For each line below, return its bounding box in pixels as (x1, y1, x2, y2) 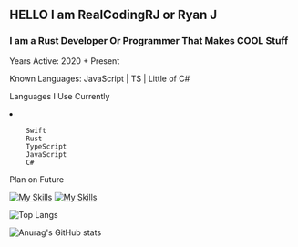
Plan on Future (9, 173, 65, 185)
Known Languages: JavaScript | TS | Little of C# (9, 73, 190, 84)
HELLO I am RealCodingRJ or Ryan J (9, 7, 217, 23)
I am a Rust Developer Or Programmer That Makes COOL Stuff (9, 35, 289, 47)
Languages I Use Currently (9, 90, 110, 101)
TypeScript (26, 141, 67, 151)
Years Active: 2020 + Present (9, 55, 120, 67)
